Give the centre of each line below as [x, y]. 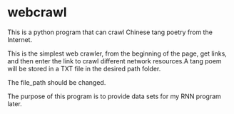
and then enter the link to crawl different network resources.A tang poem [115, 61]
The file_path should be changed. [57, 82]
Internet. [20, 39]
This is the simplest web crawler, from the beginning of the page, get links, [117, 53]
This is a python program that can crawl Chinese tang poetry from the [110, 32]
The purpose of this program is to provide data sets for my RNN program [114, 96]
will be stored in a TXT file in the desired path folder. [84, 68]
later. [15, 103]
